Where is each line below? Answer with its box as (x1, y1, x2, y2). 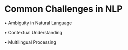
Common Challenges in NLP (4, 3, 123, 15)
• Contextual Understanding (4, 29, 63, 35)
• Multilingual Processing (4, 39, 56, 45)
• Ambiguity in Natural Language (4, 20, 72, 26)
